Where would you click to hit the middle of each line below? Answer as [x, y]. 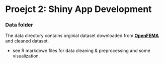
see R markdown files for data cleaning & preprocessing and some [81, 50]
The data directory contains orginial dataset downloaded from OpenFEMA [82, 35]
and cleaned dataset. [27, 41]
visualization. [26, 56]
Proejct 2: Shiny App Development [78, 9]
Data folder [19, 25]
